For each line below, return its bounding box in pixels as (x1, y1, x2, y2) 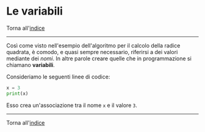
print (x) (6, 90, 29, 97)
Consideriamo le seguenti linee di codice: (6, 73, 110, 80)
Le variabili (6, 4, 63, 18)
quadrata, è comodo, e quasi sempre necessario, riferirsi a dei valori (6, 48, 178, 55)
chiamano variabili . (6, 61, 55, 68)
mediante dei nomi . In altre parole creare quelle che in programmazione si (6, 55, 192, 62)
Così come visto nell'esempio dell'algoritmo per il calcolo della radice (6, 41, 181, 49)
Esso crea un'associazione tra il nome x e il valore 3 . (6, 102, 137, 109)
